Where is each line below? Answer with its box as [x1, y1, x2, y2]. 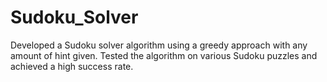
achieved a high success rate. [10, 60, 134, 72]
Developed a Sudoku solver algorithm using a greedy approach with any [10, 39, 308, 51]
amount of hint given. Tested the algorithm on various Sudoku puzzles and [10, 49, 318, 61]
